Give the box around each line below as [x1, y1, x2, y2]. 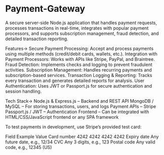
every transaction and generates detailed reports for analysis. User [5, 77, 145, 84]
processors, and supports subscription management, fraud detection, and [5, 30, 159, 36]
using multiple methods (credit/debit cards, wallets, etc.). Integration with [5, 51, 157, 57]
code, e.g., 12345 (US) [5, 144, 52, 150]
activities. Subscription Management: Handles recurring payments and [5, 66, 152, 73]
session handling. [5, 88, 42, 94]
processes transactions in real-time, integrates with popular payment [5, 25, 149, 31]
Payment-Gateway [5, 3, 85, 15]
